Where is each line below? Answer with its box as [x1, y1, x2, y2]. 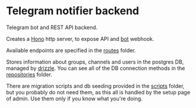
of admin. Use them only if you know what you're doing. [6, 95, 143, 102]
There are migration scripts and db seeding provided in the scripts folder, [6, 82, 185, 90]
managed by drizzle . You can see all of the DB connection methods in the [6, 64, 185, 72]
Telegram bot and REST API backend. [6, 24, 98, 31]
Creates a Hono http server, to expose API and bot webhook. [6, 35, 155, 42]
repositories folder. [6, 71, 52, 78]
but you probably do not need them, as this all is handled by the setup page [6, 88, 191, 96]
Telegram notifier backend [6, 4, 139, 18]
